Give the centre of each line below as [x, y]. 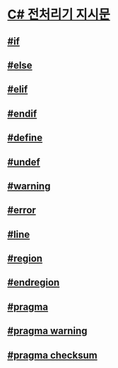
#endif [22, 113]
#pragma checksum [52, 355]
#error [22, 210]
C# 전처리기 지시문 [59, 15]
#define [25, 138]
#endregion [34, 282]
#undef [24, 162]
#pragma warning [47, 331]
